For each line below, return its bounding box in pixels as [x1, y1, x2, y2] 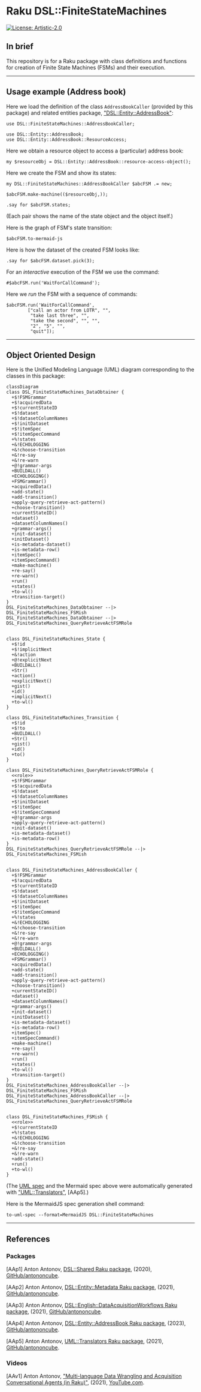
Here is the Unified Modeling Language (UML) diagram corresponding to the [6, 366, 194, 373]
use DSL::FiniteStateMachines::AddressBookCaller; [6, 121, 135, 127]
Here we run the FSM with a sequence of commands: [6, 290, 138, 298]
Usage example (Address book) [6, 87, 126, 97]
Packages [6, 1252, 36, 1260]
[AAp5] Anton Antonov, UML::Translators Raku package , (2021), [6, 1337, 164, 1345]
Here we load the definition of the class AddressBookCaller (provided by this [6, 103, 193, 110]
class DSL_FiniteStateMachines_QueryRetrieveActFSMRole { [6, 767, 154, 774]
